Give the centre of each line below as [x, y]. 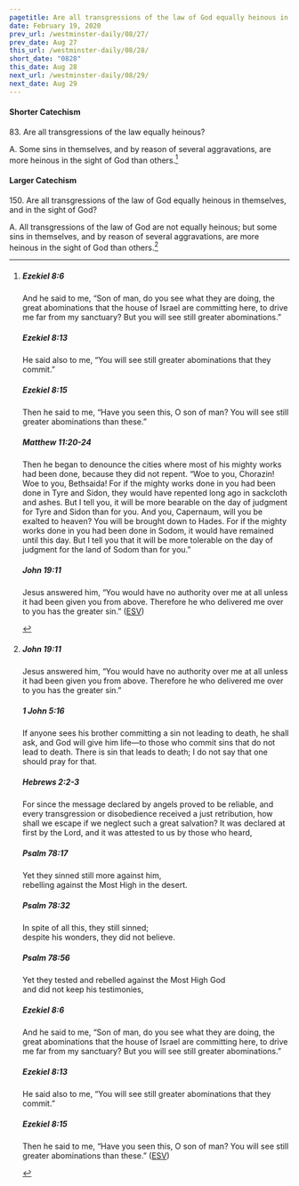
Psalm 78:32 [46, 905]
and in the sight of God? [53, 209]
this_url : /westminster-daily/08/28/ [79, 51]
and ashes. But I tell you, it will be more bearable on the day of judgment [154, 503]
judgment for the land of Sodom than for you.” [106, 550]
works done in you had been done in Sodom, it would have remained [148, 531]
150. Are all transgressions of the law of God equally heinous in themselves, [148, 200]
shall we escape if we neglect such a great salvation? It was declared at [154, 823]
